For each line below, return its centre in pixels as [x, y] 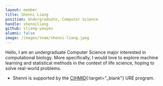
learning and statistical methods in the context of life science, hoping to [80, 63]
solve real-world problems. [33, 68]
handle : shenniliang [27, 24]
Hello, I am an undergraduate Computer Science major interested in [76, 52]
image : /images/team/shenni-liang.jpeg [47, 38]
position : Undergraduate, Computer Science [52, 19]
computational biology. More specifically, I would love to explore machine [82, 57]
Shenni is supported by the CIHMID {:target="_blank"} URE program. [84, 78]
